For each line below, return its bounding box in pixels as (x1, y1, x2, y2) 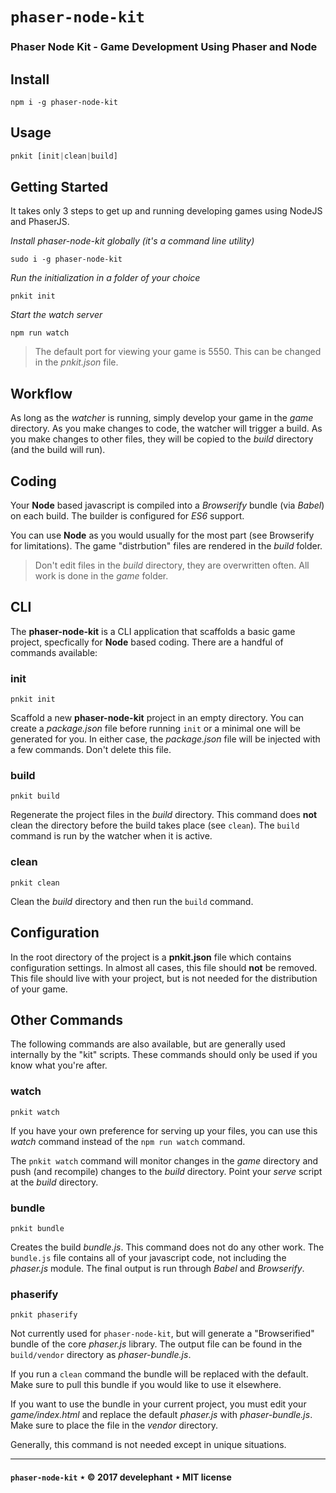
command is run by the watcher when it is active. (10, 830, 213, 842)
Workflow (10, 385, 73, 402)
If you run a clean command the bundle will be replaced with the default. (10, 1368, 309, 1380)
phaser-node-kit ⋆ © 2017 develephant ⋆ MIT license (10, 1471, 232, 1483)
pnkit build (10, 791, 60, 802)
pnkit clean (10, 878, 60, 888)
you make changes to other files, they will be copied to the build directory (10, 433, 314, 445)
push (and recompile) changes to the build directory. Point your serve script (10, 1165, 323, 1177)
